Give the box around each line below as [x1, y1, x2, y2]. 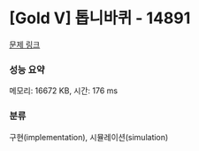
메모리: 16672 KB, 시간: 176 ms [9, 85, 119, 96]
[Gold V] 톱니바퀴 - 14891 [9, 8, 191, 28]
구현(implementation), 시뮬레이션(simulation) [9, 131, 169, 142]
